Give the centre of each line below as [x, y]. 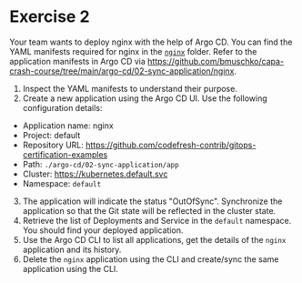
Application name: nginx [68, 126]
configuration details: [62, 107]
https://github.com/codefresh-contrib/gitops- [171, 145]
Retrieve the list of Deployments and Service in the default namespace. [157, 220]
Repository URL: [53, 145]
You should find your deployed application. [103, 230]
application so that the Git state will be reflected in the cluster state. [149, 210]
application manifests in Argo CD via [77, 61]
